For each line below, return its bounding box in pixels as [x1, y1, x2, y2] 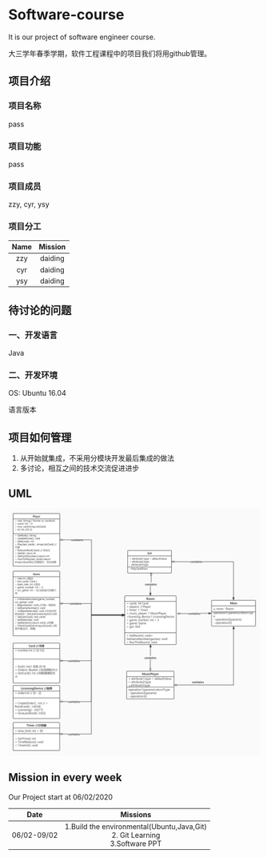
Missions [120, 810, 152, 820]
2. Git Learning [111, 830, 161, 840]
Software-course [8, 6, 125, 24]
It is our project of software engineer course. [8, 32, 156, 42]
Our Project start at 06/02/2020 [8, 792, 114, 802]
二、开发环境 [8, 369, 58, 381]
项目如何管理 [8, 430, 72, 444]
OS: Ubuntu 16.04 [8, 389, 66, 398]
